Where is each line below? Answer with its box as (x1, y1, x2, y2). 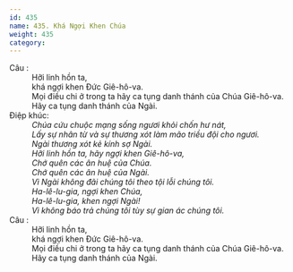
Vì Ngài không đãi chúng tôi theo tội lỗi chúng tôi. (31, 176, 215, 188)
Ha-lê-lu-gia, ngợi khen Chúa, (31, 186, 143, 197)
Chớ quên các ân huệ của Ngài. (31, 167, 150, 178)
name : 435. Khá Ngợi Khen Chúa (9, 21, 126, 30)
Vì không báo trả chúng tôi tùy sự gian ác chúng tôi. (31, 205, 225, 216)
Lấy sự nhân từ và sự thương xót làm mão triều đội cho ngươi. (31, 129, 260, 140)
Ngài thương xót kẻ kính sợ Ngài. (31, 139, 153, 149)
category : (9, 38, 47, 47)
